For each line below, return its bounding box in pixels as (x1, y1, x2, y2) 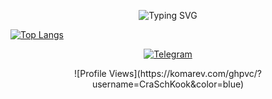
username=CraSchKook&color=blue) (91, 78, 245, 90)
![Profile (74, 68, 107, 79)
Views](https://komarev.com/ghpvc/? (108, 68, 262, 79)
